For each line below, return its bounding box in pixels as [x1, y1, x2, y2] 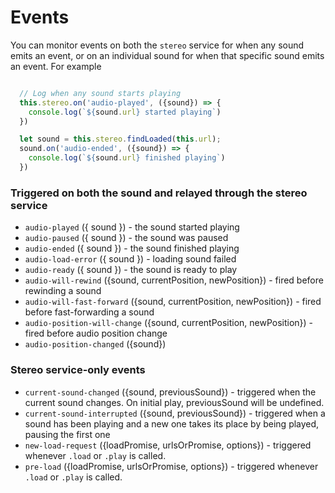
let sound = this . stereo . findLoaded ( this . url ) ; [19, 134, 222, 145]
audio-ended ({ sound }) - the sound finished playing [24, 242, 240, 255]
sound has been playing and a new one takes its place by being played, [24, 417, 320, 430]
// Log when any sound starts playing [19, 88, 182, 98]
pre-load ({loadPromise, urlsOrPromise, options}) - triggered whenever [24, 460, 319, 472]
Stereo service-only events [10, 363, 146, 377]
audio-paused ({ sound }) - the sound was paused [24, 232, 229, 244]
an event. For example [10, 60, 102, 72]
